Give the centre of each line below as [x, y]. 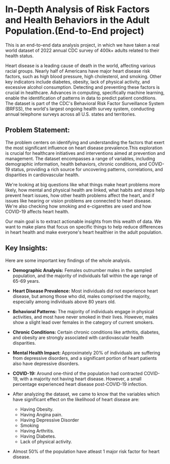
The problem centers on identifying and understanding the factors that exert [85, 142]
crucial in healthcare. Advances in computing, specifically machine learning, [85, 92]
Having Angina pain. [41, 414]
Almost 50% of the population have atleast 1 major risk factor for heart [86, 451]
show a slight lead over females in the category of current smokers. [83, 322]
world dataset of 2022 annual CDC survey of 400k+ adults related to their [82, 50]
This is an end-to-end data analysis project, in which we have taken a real [82, 45]
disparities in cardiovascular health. [42, 175]
